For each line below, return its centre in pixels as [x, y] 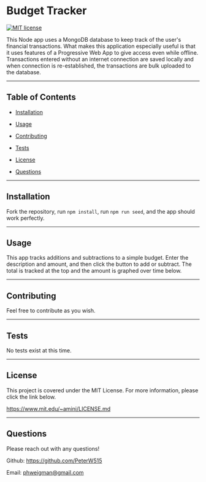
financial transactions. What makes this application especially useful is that [101, 46]
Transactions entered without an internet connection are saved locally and [100, 59]
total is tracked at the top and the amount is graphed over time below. [94, 271]
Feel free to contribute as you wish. [51, 311]
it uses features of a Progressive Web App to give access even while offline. [102, 52]
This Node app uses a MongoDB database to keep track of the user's [94, 39]
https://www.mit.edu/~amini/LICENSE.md [59, 408]
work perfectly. [25, 218]
